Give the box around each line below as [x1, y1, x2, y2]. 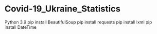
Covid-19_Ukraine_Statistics [4, 3, 121, 14]
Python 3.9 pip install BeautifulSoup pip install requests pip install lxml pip [4, 19, 152, 25]
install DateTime [4, 24, 37, 30]
